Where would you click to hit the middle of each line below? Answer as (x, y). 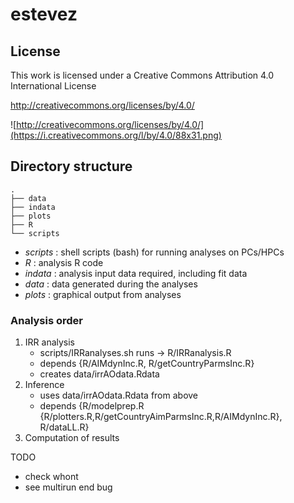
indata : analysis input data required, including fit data (136, 273)
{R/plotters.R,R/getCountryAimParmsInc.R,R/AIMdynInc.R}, (161, 417)
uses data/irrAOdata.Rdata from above (119, 395)
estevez (44, 14)
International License (53, 86)
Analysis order (46, 320)
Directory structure (71, 166)
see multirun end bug (68, 487)
